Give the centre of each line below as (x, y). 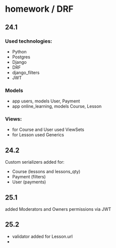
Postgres (21, 57)
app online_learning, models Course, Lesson (57, 106)
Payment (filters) (29, 177)
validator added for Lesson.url (42, 236)
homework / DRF (39, 9)
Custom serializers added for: (35, 162)
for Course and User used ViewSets (48, 130)
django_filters (26, 73)
